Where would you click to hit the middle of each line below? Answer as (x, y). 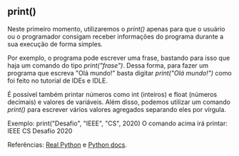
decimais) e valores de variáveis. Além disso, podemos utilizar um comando (119, 102)
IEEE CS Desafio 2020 (40, 130)
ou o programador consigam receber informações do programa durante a (116, 36)
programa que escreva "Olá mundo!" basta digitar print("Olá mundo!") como (119, 73)
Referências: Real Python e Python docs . (67, 145)
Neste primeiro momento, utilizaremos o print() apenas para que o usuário (116, 28)
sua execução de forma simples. (55, 44)
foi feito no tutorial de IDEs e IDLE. (58, 80)
